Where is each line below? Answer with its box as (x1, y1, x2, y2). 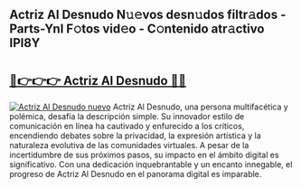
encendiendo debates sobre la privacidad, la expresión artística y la (9, 130, 261, 141)
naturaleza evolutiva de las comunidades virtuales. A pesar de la (9, 140, 249, 150)
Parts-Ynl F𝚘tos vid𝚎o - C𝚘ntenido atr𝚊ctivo (9, 22, 265, 37)
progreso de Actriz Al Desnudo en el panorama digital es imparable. (9, 169, 262, 179)
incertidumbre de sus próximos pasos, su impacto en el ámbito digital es (9, 149, 279, 160)
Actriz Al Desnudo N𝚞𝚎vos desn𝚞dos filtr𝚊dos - (9, 7, 287, 23)
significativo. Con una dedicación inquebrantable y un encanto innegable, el (9, 159, 293, 170)
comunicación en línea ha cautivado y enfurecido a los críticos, (9, 121, 245, 131)
